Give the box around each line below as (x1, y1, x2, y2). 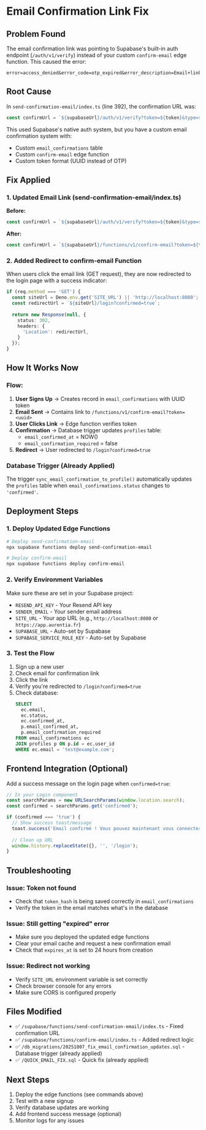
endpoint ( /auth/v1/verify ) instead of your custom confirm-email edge (6, 52, 187, 59)
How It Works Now (6, 363, 78, 373)
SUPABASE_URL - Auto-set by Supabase (15, 627, 111, 635)
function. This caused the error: (6, 58, 87, 65)
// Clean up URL (12, 837, 53, 843)
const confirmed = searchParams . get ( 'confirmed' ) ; (6, 803, 139, 809)
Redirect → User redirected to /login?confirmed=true (15, 446, 151, 453)
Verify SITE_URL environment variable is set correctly (15, 975, 148, 983)
